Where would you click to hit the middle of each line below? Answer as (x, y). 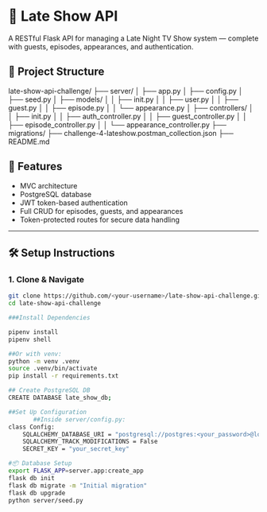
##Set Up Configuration (48, 412)
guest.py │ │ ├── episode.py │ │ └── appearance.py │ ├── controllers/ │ (131, 107)
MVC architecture (48, 185)
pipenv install (33, 332)
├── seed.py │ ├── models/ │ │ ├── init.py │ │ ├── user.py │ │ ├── (124, 99)
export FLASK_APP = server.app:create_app (76, 471)
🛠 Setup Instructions (62, 252)
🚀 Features (35, 167)
